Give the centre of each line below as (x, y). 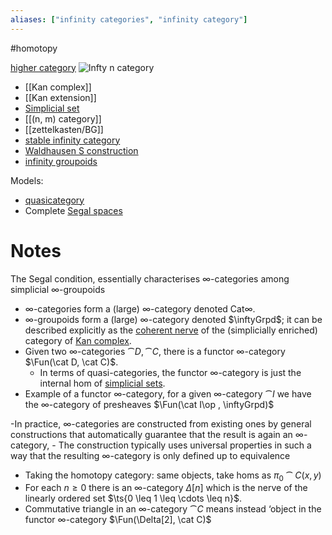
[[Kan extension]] (60, 97)
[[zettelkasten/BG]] (64, 129)
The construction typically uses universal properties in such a (185, 445)
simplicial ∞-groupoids (58, 289)
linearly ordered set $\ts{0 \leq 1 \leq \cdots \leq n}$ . (133, 498)
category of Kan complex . (78, 340)
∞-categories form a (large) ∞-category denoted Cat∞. (140, 308)
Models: (27, 180)
